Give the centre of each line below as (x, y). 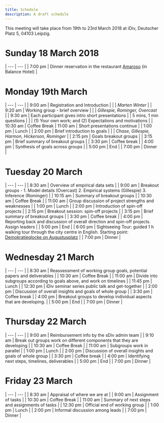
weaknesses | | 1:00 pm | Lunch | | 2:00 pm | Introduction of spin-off (74, 206)
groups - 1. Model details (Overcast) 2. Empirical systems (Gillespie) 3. (76, 190)
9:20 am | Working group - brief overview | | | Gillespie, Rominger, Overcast (81, 110)
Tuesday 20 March (44, 172)
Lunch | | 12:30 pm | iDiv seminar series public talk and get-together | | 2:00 (81, 286)
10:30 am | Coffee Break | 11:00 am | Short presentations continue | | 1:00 (79, 126)
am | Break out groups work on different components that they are (72, 340)
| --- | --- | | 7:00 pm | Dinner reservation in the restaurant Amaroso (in (76, 67)
